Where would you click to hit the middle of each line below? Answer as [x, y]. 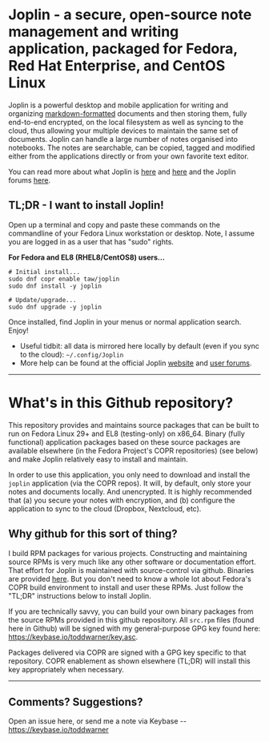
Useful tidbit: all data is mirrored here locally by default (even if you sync [140, 345]
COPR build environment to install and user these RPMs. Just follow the [126, 587]
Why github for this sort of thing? [93, 534]
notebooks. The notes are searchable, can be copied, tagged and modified [132, 147]
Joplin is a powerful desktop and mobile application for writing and [118, 105]
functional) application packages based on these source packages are [124, 442]
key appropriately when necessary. [66, 669]
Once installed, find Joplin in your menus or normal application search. [125, 321]
